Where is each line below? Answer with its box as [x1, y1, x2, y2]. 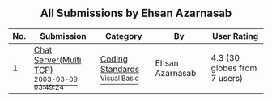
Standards [100, 63, 140, 74]
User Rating [211, 30, 259, 41]
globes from [210, 62, 257, 74]
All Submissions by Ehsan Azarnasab [40, 6, 232, 20]
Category [104, 30, 143, 41]
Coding [100, 53, 128, 64]
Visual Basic [100, 73, 139, 83]
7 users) [210, 72, 243, 83]
